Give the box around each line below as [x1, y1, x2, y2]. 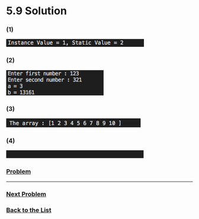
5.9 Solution [6, 4, 67, 18]
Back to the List [6, 206, 52, 214]
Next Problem [6, 190, 46, 198]
